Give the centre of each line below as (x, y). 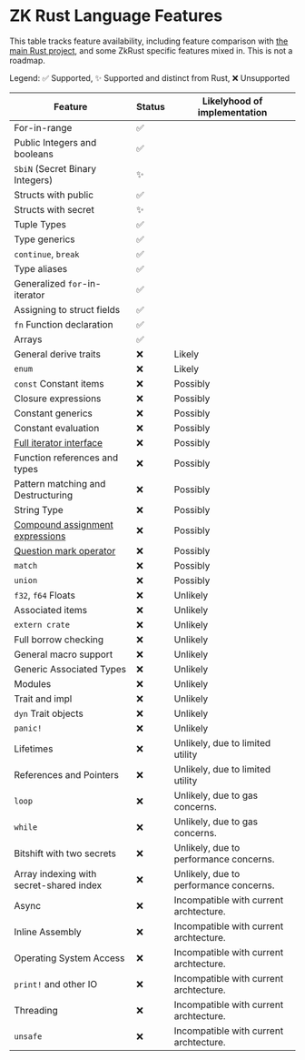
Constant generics (54, 413)
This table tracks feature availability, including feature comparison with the (149, 41)
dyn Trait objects (49, 713)
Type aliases (41, 268)
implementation (232, 112)
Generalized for (48, 283)
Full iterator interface (58, 442)
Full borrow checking (59, 640)
